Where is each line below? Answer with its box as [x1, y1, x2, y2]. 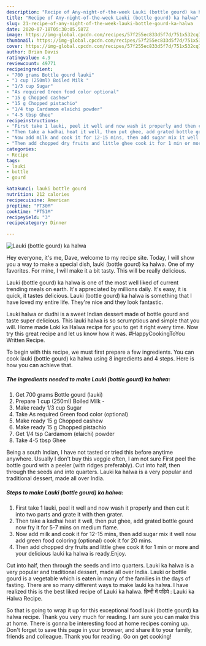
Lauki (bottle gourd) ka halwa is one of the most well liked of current [6, 279, 179, 286]
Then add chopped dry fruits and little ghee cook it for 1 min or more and [15, 543, 199, 551]
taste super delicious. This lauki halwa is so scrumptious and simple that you [6, 317, 200, 324]
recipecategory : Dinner [6, 220, 67, 226]
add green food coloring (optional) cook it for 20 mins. [15, 537, 153, 544]
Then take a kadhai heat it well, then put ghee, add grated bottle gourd [15, 517, 194, 525]
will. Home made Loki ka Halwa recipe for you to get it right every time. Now [6, 324, 199, 331]
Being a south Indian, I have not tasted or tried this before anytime [6, 449, 174, 456]
